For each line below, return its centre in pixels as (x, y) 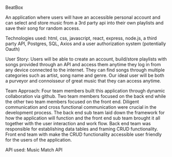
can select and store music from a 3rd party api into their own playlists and (84, 23)
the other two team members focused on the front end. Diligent (72, 102)
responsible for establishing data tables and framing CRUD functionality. (82, 129)
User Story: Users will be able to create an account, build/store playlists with (86, 59)
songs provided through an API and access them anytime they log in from (83, 64)
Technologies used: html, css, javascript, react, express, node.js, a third (81, 38)
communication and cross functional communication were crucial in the (81, 107)
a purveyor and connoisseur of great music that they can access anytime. (83, 81)
